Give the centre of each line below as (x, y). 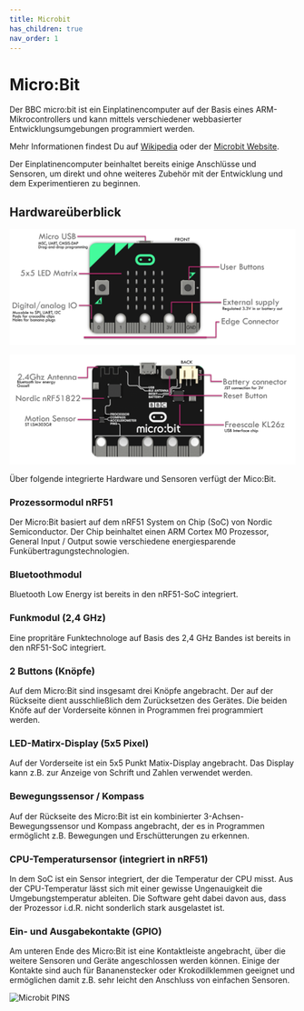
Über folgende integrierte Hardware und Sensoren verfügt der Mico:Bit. (143, 478)
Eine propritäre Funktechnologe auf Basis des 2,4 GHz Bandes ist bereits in (150, 637)
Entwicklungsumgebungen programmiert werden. (102, 129)
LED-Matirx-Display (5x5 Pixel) (79, 743)
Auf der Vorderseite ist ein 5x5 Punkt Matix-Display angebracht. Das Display (152, 763)
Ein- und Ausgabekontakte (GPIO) (86, 931)
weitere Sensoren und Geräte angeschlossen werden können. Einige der (145, 961)
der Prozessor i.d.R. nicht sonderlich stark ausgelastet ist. (117, 907)
